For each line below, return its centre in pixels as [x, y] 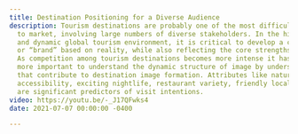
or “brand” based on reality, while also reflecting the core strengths [154, 51]
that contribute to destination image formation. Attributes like [142, 75]
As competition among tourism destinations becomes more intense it [146, 59]
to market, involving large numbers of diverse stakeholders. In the [148, 34]
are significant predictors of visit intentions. [110, 91]
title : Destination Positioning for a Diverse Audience [114, 17]
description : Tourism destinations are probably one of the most [132, 26]
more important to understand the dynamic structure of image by [141, 67]
